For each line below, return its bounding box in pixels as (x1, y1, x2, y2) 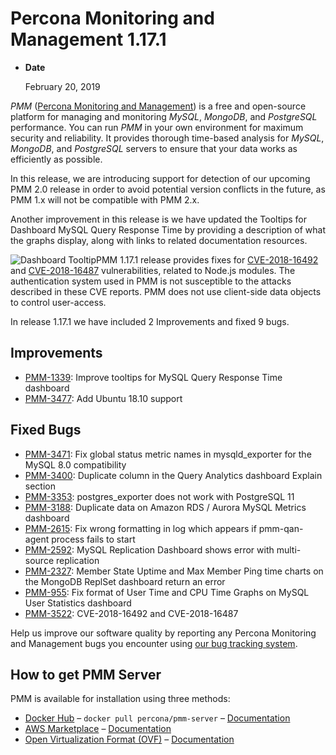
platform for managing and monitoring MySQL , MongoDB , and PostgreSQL (10, 110, 318, 122)
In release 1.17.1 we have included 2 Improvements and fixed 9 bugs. (10, 315, 290, 327)
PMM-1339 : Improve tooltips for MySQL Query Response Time (24, 371, 283, 383)
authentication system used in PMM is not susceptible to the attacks (10, 275, 292, 287)
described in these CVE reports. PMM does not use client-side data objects (10, 285, 322, 297)
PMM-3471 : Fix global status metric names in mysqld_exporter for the (24, 448, 312, 460)
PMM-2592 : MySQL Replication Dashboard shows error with (24, 543, 275, 556)
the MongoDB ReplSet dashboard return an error (24, 575, 226, 587)
